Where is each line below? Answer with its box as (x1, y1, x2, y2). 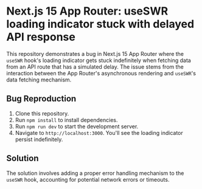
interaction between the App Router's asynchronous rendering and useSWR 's (6, 69, 197, 77)
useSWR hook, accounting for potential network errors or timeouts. (6, 176, 170, 183)
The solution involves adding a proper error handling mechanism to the (6, 169, 184, 177)
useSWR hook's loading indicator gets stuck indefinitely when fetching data (6, 57, 192, 64)
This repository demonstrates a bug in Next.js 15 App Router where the (6, 50, 184, 57)
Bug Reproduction (6, 94, 77, 104)
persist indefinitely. (15, 136, 63, 143)
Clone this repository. (15, 109, 69, 117)
